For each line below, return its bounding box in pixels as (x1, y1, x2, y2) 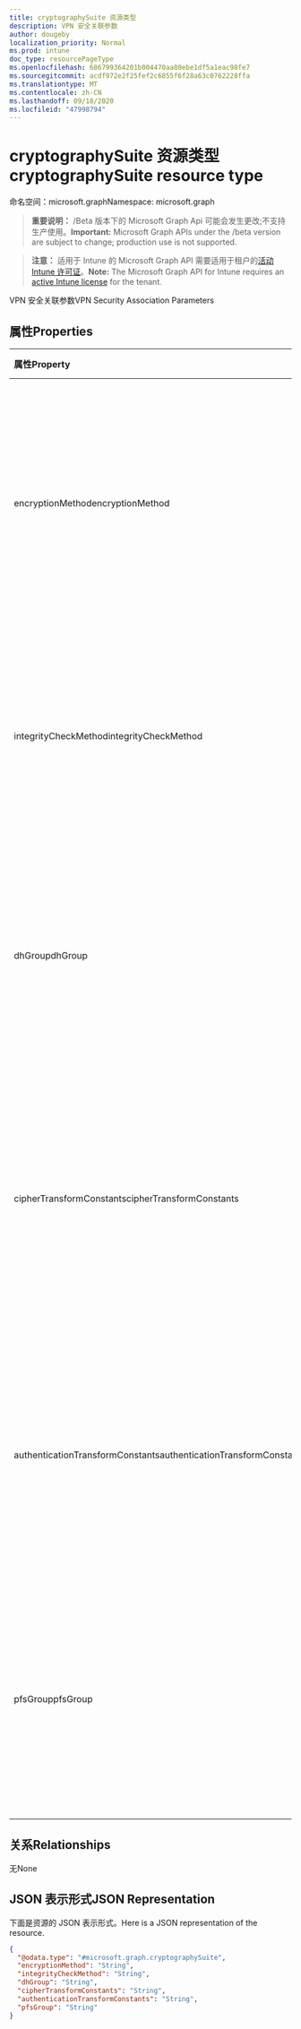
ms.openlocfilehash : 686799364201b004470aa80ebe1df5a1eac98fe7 (9, 64, 251, 73)
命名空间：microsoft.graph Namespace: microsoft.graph (9, 196, 215, 207)
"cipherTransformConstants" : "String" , (17, 1986, 167, 1995)
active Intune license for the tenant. (30, 277, 163, 288)
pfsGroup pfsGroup (13, 1693, 93, 1705)
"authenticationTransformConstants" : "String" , (17, 1994, 199, 2003)
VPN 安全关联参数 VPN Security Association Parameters (9, 295, 215, 305)
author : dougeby (9, 30, 70, 39)
